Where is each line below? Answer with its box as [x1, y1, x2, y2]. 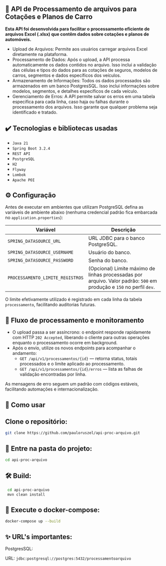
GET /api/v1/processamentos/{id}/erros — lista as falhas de [19, 366, 143, 372]
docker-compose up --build [5, 519, 61, 524]
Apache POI [12, 177, 35, 182]
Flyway [12, 167, 26, 172]
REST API [12, 151, 31, 156]
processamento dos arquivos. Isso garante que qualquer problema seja [12, 104, 158, 110]
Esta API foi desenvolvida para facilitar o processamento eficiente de [5, 26, 150, 32]
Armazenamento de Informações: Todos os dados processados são [12, 77, 151, 83]
